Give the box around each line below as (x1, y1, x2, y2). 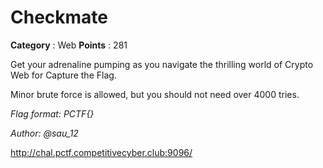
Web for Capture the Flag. (10, 69, 117, 81)
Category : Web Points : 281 (10, 39, 128, 51)
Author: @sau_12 (10, 127, 79, 139)
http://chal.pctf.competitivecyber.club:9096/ (10, 146, 193, 158)
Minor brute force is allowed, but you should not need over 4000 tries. (10, 88, 300, 100)
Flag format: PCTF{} (10, 107, 95, 120)
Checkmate (10, 6, 109, 29)
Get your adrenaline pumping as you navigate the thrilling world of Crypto (10, 58, 314, 70)
